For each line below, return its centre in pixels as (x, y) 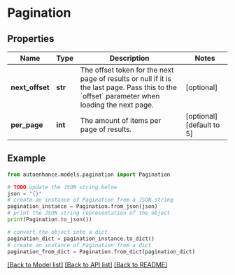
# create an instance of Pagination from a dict (79, 245)
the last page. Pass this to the (128, 87)
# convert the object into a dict (58, 232)
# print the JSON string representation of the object (89, 213)
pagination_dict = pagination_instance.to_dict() (81, 239)
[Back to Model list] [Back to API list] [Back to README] (87, 265)
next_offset (30, 87)
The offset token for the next (127, 70)
